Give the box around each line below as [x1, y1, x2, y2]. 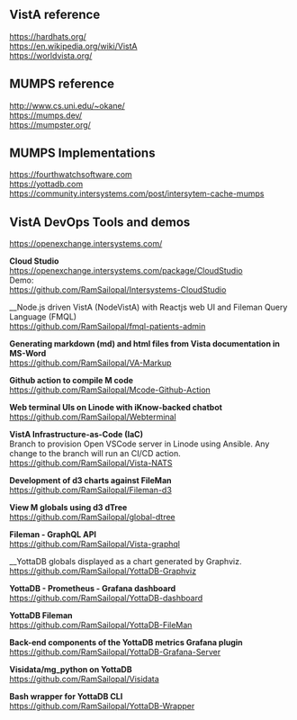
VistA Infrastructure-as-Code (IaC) [9, 429, 144, 440]
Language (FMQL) [9, 311, 77, 322]
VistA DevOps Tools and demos [9, 214, 191, 229]
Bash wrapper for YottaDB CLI [9, 691, 123, 702]
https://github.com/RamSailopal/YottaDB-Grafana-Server [9, 647, 221, 658]
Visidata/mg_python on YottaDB [9, 664, 132, 675]
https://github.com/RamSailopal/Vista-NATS [9, 458, 173, 469]
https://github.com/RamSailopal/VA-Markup [9, 357, 172, 368]
